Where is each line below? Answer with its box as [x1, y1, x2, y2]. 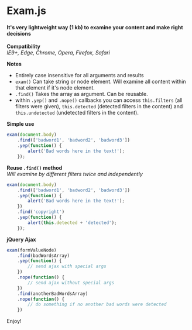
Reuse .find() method [6, 164, 63, 171]
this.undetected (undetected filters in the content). [15, 109, 139, 116]
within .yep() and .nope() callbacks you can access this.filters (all [15, 97, 183, 104]
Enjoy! [6, 318, 22, 325]
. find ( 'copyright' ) [17, 209, 65, 215]
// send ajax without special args [28, 280, 115, 286]
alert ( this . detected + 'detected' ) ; [28, 219, 117, 226]
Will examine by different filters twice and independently [6, 170, 143, 177]
